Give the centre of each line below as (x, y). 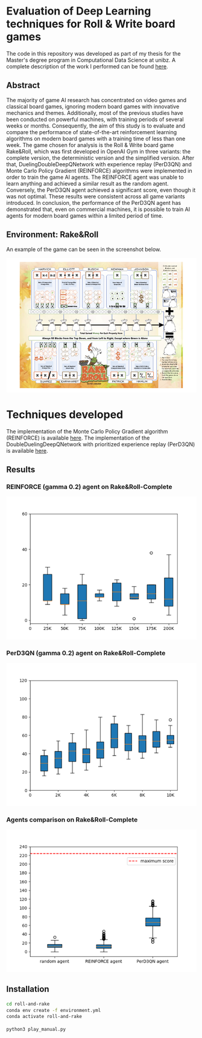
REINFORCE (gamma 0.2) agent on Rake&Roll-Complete (90, 487)
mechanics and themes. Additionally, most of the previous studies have (95, 112)
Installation (28, 989)
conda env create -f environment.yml (54, 1010)
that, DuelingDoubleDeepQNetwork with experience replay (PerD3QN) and (99, 164)
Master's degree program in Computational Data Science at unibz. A (91, 60)
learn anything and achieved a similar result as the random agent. (87, 183)
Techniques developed (65, 414)
